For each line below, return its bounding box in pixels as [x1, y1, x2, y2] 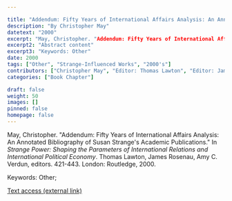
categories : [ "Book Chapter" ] [7, 74, 95, 81]
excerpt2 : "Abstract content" [7, 42, 95, 49]
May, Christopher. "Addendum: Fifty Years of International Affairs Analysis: [7, 130, 220, 138]
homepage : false [7, 112, 54, 119]
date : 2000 [7, 54, 39, 62]
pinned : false [7, 105, 48, 112]
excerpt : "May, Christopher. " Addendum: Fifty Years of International [7, 35, 215, 42]
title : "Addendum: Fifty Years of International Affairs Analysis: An [7, 16, 215, 23]
